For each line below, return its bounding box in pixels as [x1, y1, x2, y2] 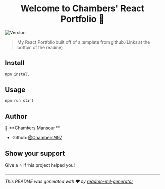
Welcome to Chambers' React [20, 3, 145, 14]
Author [5, 112, 27, 121]
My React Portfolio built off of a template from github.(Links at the [17, 39, 150, 45]
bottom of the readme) [17, 44, 63, 50]
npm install [5, 72, 29, 77]
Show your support [5, 149, 65, 157]
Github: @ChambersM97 [12, 135, 62, 141]
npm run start [5, 98, 34, 103]
